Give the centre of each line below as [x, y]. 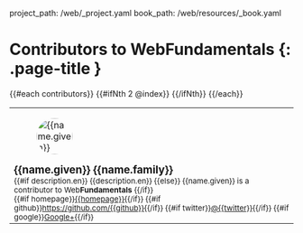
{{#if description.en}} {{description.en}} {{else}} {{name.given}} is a [132, 181]
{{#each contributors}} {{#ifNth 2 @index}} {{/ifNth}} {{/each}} [126, 93]
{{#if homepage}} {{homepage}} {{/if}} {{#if [87, 199]
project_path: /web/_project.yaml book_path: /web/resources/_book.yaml [146, 13]
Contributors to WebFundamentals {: [150, 50]
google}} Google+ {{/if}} [54, 217]
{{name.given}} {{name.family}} [94, 170]
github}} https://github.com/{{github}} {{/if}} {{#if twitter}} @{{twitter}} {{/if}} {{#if [151, 208]
